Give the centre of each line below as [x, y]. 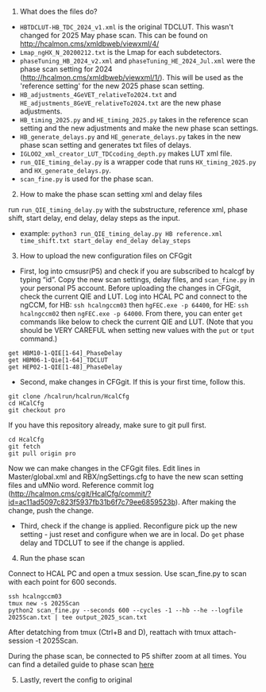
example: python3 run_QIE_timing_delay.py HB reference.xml [121, 233]
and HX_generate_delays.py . [65, 170]
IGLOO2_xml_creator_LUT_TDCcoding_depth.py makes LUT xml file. [126, 153]
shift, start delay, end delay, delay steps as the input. [94, 218]
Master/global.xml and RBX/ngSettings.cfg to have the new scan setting [126, 477]
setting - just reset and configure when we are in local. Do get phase [132, 534]
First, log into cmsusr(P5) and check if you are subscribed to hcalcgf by [137, 271]
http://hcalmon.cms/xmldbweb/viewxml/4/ [89, 44]
